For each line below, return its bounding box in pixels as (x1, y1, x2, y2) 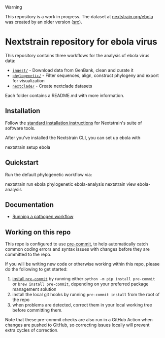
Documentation (5, 201, 54, 209)
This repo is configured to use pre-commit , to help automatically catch (5, 241, 148, 247)
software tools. (5, 125, 35, 131)
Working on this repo (5, 228, 71, 236)
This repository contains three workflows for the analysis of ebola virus (5, 52, 150, 58)
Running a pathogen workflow (12, 214, 74, 220)
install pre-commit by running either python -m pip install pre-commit (12, 276, 155, 282)
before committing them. (12, 307, 63, 313)
